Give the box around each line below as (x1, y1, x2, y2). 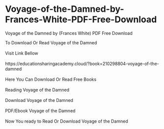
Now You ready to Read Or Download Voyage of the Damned (5, 118, 129, 124)
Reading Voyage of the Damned (5, 87, 70, 93)
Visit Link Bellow (5, 50, 38, 56)
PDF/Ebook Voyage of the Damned (5, 107, 76, 114)
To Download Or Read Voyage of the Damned (5, 39, 97, 45)
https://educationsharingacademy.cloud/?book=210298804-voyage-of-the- (5, 61, 159, 66)
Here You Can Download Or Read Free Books (5, 76, 97, 82)
